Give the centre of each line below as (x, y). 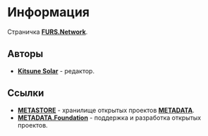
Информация (49, 12)
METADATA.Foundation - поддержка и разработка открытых (109, 118)
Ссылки (26, 93)
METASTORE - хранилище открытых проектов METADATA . (106, 110)
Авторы (25, 54)
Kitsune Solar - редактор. (56, 70)
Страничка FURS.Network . (48, 32)
